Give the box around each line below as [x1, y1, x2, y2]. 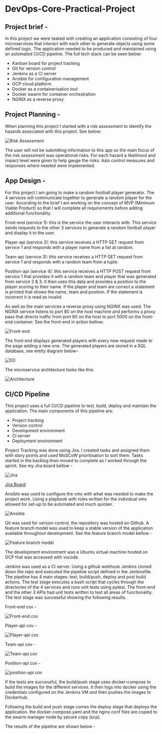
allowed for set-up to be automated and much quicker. [5, 501, 114, 507]
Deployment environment [12, 438, 63, 444]
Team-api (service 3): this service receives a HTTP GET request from [5, 253, 143, 260]
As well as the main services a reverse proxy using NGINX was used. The [5, 303, 151, 309]
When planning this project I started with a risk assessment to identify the [5, 123, 152, 129]
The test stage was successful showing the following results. [5, 594, 127, 600]
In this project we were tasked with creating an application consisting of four [5, 35, 158, 41]
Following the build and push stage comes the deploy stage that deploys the [5, 704, 157, 710]
